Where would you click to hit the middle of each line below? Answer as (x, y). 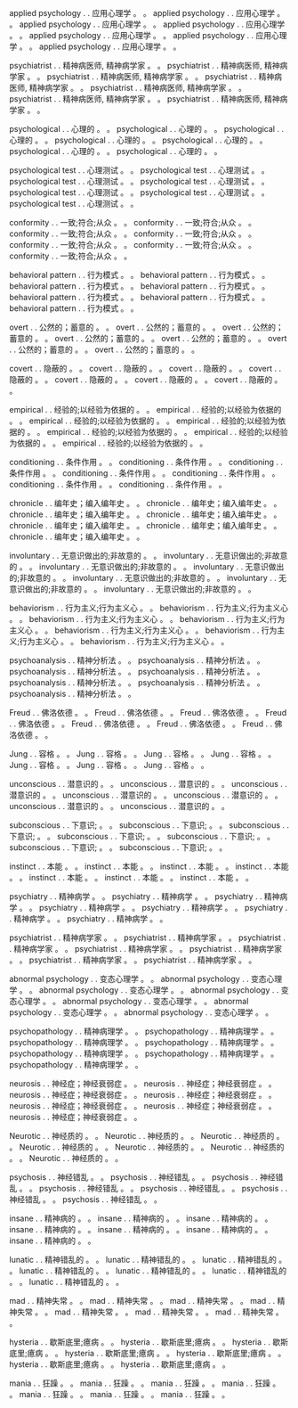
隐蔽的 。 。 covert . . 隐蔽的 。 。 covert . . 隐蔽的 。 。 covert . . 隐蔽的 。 (146, 380)
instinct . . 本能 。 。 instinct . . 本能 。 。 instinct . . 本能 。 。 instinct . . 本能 (149, 866)
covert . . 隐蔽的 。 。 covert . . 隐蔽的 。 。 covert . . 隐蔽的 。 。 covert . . (145, 368)
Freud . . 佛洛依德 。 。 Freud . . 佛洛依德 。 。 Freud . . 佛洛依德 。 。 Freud (148, 712)
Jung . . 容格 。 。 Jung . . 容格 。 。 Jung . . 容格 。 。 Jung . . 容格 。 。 (143, 754)
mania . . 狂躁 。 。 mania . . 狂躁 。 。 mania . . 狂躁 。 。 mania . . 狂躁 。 (145, 1383)
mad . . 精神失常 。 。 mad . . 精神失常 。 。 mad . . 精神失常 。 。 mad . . (142, 1301)
